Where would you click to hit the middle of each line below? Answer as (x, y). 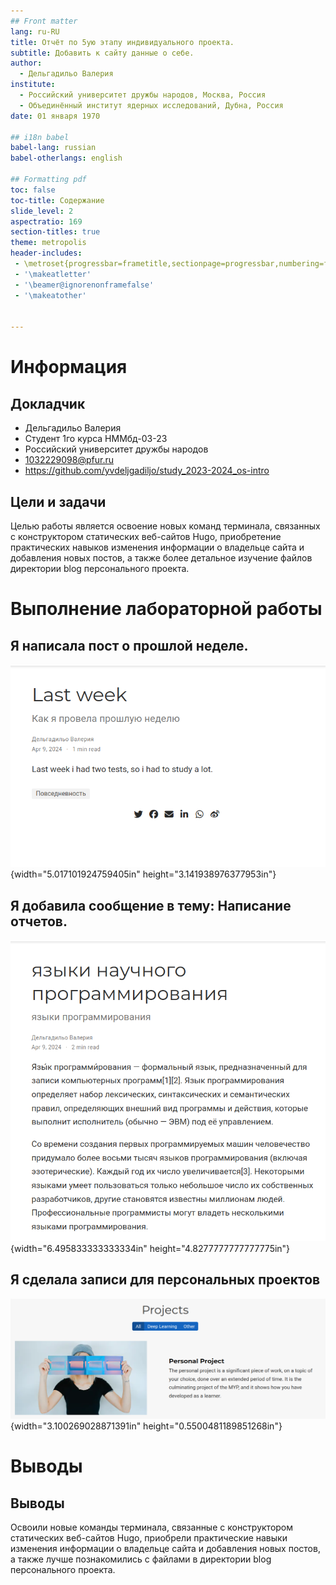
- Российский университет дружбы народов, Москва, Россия (143, 95)
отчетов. (39, 921)
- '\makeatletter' (53, 274)
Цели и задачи (58, 501)
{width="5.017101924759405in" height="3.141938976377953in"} (143, 874)
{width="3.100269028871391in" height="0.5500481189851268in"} (146, 1426)
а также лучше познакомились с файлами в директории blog (141, 1559)
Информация (69, 367)
